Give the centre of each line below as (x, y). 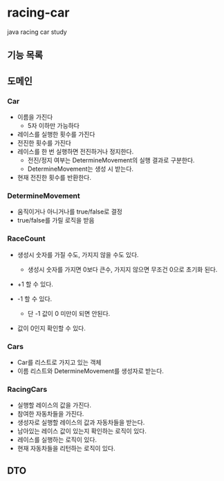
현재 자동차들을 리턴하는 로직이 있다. (66, 449)
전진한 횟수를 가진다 (44, 143)
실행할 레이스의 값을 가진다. (54, 405)
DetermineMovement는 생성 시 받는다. (80, 169)
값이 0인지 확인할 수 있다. (52, 328)
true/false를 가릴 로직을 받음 (56, 220)
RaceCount (27, 238)
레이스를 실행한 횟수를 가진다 (56, 134)
